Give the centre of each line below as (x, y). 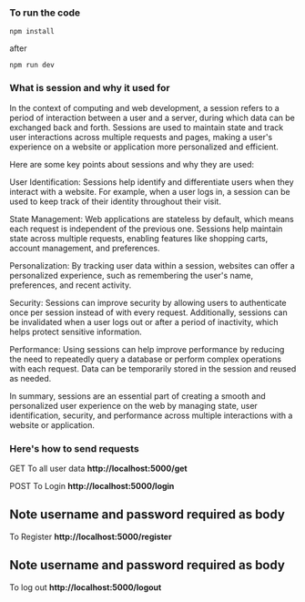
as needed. (30, 378)
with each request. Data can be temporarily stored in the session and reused (153, 368)
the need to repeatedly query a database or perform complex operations (146, 359)
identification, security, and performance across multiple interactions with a (151, 415)
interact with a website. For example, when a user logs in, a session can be (150, 191)
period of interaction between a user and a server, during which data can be (152, 117)
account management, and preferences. (85, 248)
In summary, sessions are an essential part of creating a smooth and (137, 396)
